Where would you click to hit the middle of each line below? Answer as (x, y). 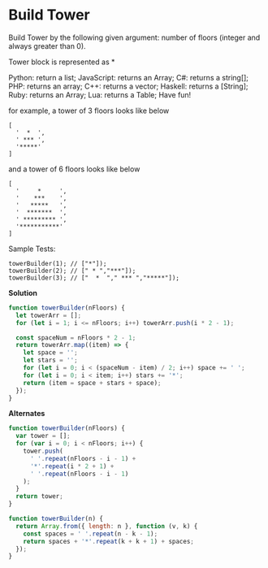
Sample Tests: (32, 249)
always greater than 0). (48, 46)
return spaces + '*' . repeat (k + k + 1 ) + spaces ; (109, 541)
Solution (23, 293)
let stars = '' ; (51, 360)
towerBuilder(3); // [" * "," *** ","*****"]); (94, 278)
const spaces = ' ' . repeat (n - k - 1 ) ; (91, 534)
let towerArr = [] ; (49, 315)
